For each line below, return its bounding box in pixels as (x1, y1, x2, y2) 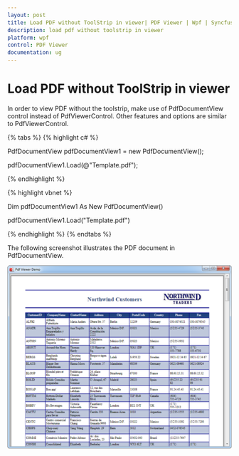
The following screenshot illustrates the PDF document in (7, 243, 176, 252)
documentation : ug (7, 49, 62, 56)
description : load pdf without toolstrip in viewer (7, 26, 164, 33)
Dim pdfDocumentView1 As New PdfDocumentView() (7, 202, 164, 210)
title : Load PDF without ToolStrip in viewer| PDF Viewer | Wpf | (7, 19, 208, 26)
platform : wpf (7, 34, 50, 41)
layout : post (7, 11, 46, 19)
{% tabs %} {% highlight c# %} (7, 133, 99, 142)
